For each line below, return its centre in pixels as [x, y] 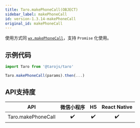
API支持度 [20, 92]
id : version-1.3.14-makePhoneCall [41, 19]
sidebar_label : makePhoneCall [36, 14]
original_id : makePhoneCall [34, 23]
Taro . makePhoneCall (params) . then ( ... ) [45, 75]
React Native [117, 107]
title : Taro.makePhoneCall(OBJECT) [42, 10]
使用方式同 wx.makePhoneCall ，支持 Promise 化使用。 [58, 38]
